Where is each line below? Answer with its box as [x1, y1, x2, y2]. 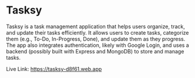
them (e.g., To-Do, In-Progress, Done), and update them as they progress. [6, 35, 186, 42]
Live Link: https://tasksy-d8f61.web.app [6, 65, 102, 72]
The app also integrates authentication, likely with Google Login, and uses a [6, 42, 189, 49]
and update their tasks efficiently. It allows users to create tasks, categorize [6, 29, 189, 36]
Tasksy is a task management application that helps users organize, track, [6, 23, 185, 30]
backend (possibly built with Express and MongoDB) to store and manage [6, 48, 184, 55]
